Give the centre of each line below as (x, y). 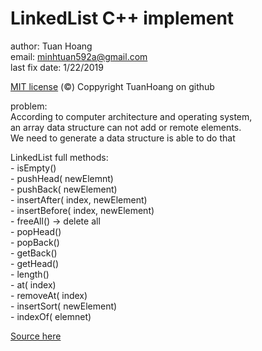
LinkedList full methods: (59, 157)
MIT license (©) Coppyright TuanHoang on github (112, 86)
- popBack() (35, 242)
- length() (30, 274)
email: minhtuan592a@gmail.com (79, 56)
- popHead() (36, 231)
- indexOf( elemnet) (51, 316)
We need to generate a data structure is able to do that (123, 138)
